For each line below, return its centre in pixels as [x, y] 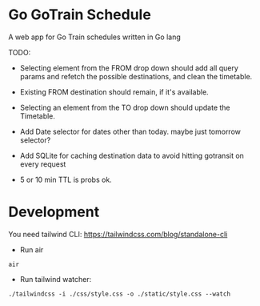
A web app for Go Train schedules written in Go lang [95, 37]
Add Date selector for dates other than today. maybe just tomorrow [130, 131]
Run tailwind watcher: [56, 279]
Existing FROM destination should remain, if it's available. [114, 92]
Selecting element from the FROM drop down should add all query [129, 68]
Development [54, 212]
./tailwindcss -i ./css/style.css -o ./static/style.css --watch [119, 294]
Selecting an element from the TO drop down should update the [125, 107]
